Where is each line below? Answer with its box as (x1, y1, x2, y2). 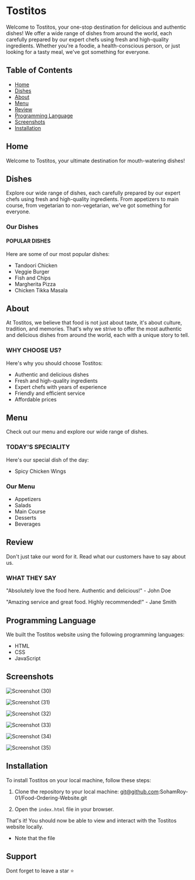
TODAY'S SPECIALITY (6, 443, 70, 451)
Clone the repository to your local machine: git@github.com (14, 788, 159, 795)
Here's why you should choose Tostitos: (6, 359, 103, 367)
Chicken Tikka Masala (14, 286, 69, 294)
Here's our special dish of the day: (6, 456, 89, 463)
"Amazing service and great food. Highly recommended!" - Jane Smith (6, 599, 177, 606)
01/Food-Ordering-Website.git (14, 794, 87, 801)
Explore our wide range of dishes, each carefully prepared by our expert (6, 189, 180, 197)
